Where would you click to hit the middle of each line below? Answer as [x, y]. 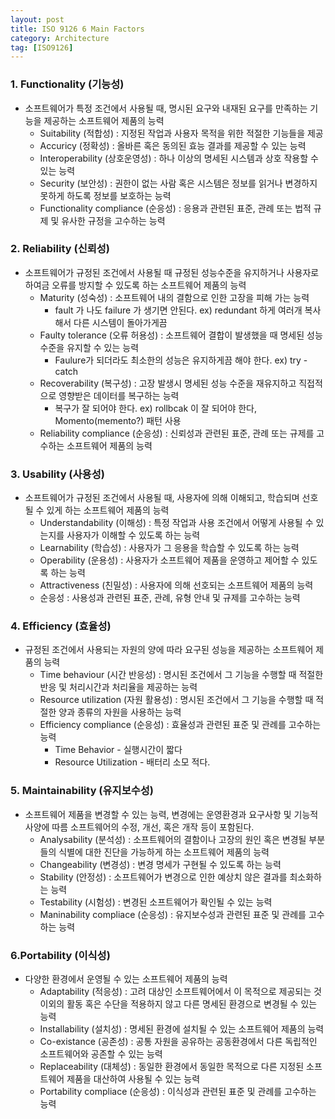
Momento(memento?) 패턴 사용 [118, 420]
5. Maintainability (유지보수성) [82, 791]
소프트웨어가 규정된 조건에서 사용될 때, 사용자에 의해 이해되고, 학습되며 [162, 498]
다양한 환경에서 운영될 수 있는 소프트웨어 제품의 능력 [126, 979]
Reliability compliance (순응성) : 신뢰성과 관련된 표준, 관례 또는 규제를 [177, 433]
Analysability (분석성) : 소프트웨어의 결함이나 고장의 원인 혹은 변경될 [173, 839]
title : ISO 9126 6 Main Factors [77, 29]
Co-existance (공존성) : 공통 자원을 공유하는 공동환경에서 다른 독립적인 [178, 1042]
